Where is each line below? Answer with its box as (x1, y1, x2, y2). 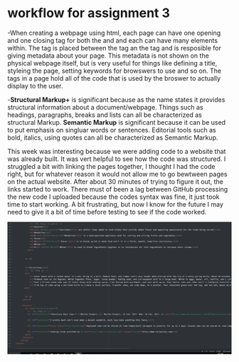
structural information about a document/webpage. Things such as (7, 103, 204, 111)
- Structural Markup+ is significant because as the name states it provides (7, 95, 225, 104)
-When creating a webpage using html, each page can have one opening (7, 29, 221, 37)
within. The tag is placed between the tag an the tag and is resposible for (7, 43, 222, 52)
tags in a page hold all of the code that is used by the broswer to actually (7, 73, 221, 83)
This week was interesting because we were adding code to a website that (7, 147, 226, 155)
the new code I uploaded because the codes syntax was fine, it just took (7, 192, 220, 201)
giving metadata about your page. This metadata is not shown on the (7, 51, 210, 60)
